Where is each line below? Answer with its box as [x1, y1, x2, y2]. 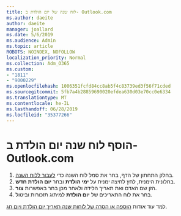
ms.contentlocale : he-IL [6, 100, 70, 106]
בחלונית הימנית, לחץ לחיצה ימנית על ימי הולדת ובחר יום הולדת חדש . [15, 178, 175, 185]
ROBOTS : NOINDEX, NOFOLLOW [6, 49, 75, 55]
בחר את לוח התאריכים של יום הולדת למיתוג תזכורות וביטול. [15, 191, 153, 198]
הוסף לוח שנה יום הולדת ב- [6, 138, 138, 152]
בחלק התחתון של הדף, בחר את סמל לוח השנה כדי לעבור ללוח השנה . [15, 171, 174, 179]
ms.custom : [6, 66, 34, 72]
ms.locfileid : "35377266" [6, 112, 72, 118]
